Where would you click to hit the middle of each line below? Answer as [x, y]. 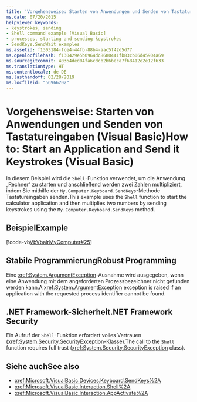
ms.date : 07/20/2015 [31, 17]
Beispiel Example [37, 228]
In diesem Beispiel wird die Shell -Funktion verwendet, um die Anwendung [96, 178]
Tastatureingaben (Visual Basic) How [97, 137]
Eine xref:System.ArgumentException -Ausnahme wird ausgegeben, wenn [95, 275]
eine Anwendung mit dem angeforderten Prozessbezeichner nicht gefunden [98, 281]
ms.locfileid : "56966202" [38, 83]
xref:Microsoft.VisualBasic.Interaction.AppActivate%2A [81, 393]
